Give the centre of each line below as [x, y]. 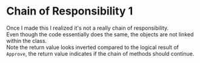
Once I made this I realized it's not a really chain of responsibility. [88, 28]
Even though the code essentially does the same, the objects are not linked [100, 34]
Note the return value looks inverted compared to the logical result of [92, 47]
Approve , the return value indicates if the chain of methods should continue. [100, 53]
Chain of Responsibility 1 [70, 11]
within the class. [27, 41]
